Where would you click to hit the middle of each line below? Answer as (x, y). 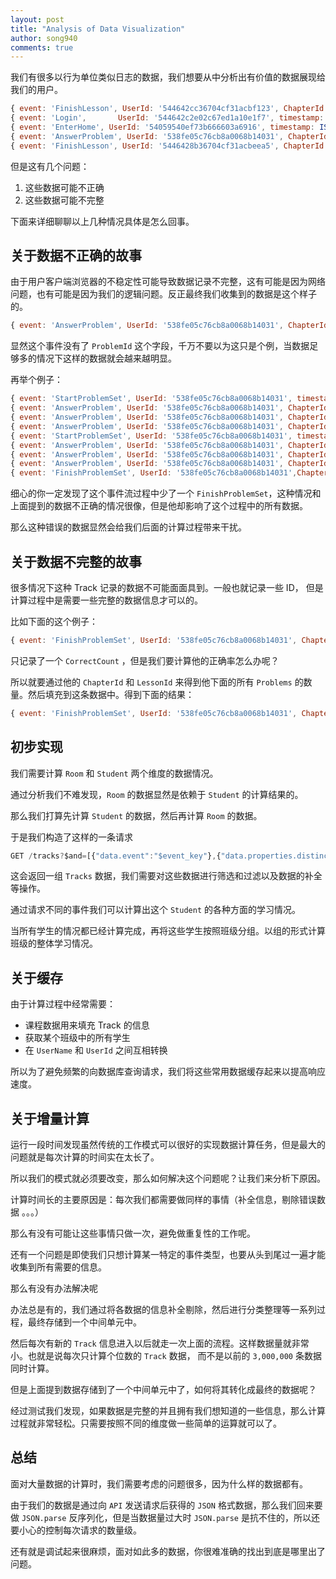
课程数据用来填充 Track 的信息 (87, 1025)
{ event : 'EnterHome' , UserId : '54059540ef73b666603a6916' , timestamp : (162, 127)
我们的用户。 (36, 90)
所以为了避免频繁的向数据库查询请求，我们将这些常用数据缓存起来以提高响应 (168, 1072)
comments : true (42, 47)
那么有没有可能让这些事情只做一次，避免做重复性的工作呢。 (133, 1233)
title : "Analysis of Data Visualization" (98, 29)
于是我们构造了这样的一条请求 (71, 837)
